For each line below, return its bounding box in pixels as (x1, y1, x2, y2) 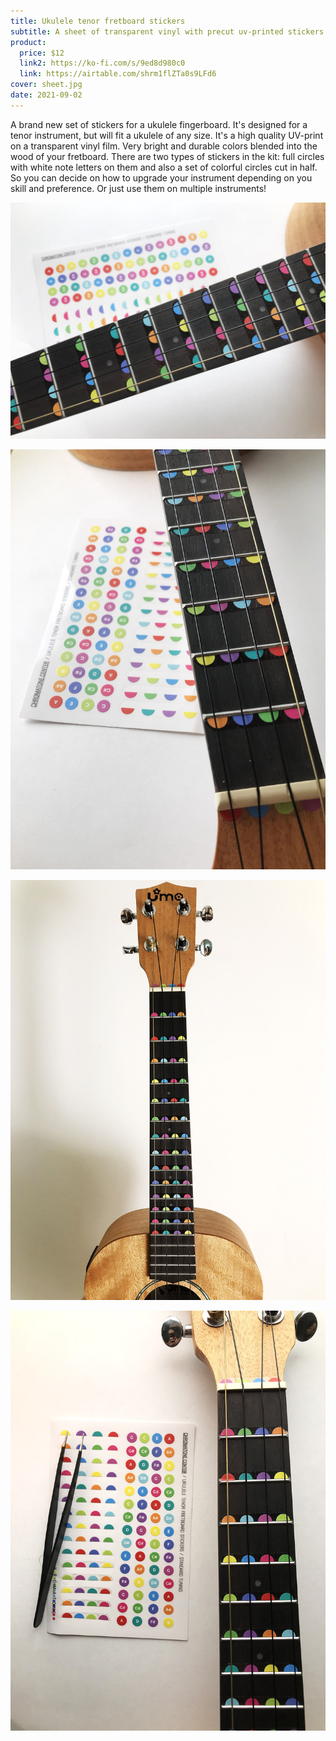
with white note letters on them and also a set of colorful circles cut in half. (10, 161, 318, 173)
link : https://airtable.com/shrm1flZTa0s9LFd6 (19, 69, 217, 79)
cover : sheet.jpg (10, 80, 83, 90)
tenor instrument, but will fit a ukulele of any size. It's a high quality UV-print (10, 129, 324, 141)
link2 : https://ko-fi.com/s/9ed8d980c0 (19, 58, 186, 69)
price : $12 (19, 48, 65, 58)
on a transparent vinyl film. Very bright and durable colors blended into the (10, 140, 318, 152)
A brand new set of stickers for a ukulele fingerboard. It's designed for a (10, 118, 308, 130)
